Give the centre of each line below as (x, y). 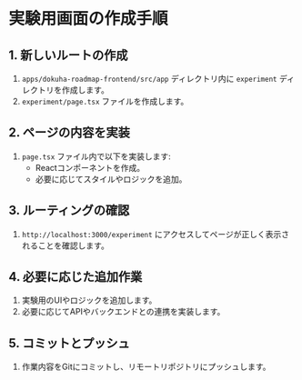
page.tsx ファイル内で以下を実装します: (96, 156)
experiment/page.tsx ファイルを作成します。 (105, 101)
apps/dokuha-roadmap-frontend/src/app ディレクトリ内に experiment (150, 79)
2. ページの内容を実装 (70, 133)
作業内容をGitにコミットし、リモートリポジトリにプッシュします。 (146, 367)
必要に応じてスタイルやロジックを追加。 (111, 179)
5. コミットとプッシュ (69, 343)
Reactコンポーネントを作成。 (90, 167)
